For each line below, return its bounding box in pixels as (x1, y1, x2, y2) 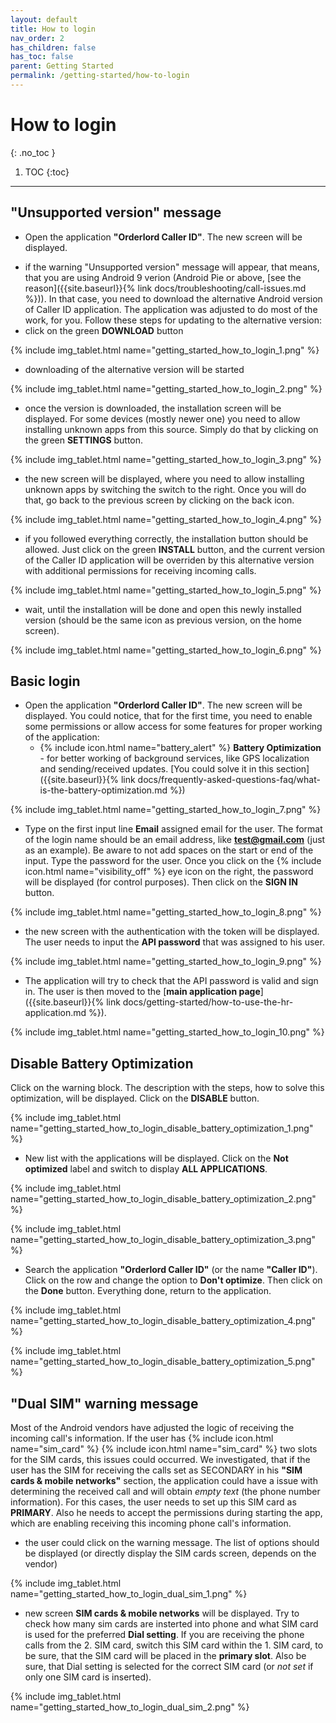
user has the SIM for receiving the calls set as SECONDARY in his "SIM (10, 1464, 303, 1476)
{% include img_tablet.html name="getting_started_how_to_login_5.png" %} (10, 584, 322, 596)
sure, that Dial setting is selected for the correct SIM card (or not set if (24, 1661, 314, 1673)
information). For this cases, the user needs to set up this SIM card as (10, 1496, 297, 1508)
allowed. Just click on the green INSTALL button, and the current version (24, 543, 326, 555)
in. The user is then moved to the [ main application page (24, 986, 261, 998)
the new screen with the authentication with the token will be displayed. (24, 926, 320, 938)
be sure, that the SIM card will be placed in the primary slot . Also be (24, 1650, 307, 1662)
